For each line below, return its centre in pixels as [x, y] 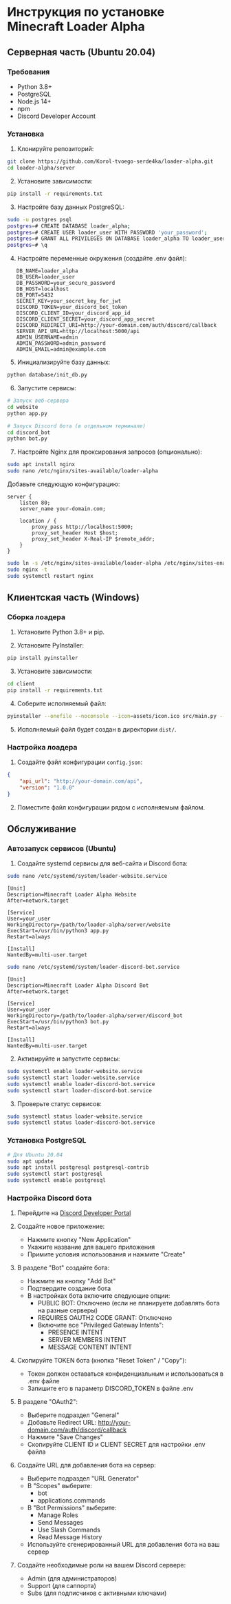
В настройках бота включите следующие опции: [99, 1296]
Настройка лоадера [42, 747]
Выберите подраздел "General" [73, 1415]
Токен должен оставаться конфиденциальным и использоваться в [125, 1374]
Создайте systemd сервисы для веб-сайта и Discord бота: [102, 863]
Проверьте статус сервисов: [59, 1103]
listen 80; [35, 503]
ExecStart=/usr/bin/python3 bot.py [58, 1022]
